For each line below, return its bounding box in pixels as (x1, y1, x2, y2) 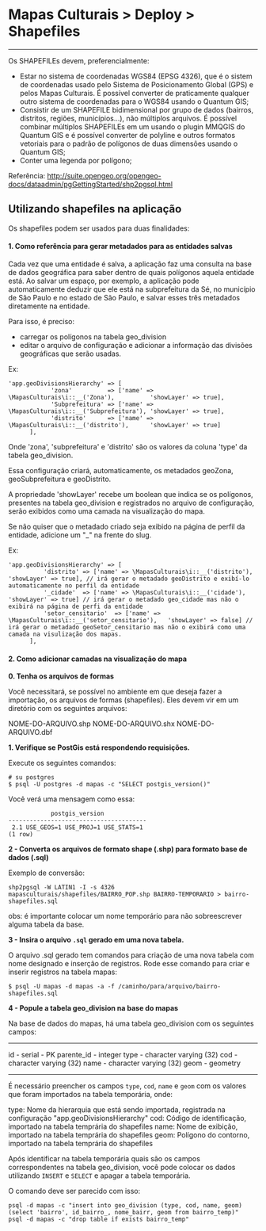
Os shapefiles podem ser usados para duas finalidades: (8, 224, 190, 233)
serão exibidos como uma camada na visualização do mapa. (8, 506, 206, 516)
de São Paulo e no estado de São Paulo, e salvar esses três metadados (8, 292, 240, 302)
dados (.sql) (8, 853, 49, 862)
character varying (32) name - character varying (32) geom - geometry (8, 1058, 241, 1068)
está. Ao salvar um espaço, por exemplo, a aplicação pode (8, 276, 199, 285)
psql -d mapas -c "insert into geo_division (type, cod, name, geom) (8, 1202, 243, 1210)
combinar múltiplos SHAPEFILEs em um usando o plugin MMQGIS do (19, 121, 245, 132)
